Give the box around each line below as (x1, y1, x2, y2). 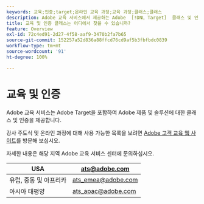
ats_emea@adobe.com (72, 175, 138, 184)
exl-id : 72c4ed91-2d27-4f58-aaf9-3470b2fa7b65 (6, 32, 127, 38)
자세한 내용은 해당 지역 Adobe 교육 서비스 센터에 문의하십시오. (6, 149, 155, 157)
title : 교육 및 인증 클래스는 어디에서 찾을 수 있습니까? (6, 20, 131, 26)
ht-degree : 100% (6, 54, 47, 60)
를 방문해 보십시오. (16, 137, 60, 144)
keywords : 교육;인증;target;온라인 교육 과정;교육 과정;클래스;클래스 (6, 8, 163, 15)
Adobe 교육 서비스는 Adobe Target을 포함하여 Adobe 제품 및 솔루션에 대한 (6, 109, 186, 116)
